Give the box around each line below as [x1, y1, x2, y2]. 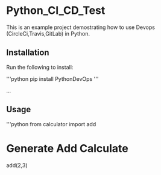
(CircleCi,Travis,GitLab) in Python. [6, 30, 90, 37]
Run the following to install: [6, 63, 74, 71]
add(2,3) [6, 161, 28, 169]
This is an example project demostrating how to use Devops [6, 24, 156, 31]
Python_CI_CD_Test [6, 4, 106, 17]
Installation [6, 48, 49, 58]
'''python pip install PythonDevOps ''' [6, 75, 99, 82]
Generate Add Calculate [6, 141, 128, 155]
